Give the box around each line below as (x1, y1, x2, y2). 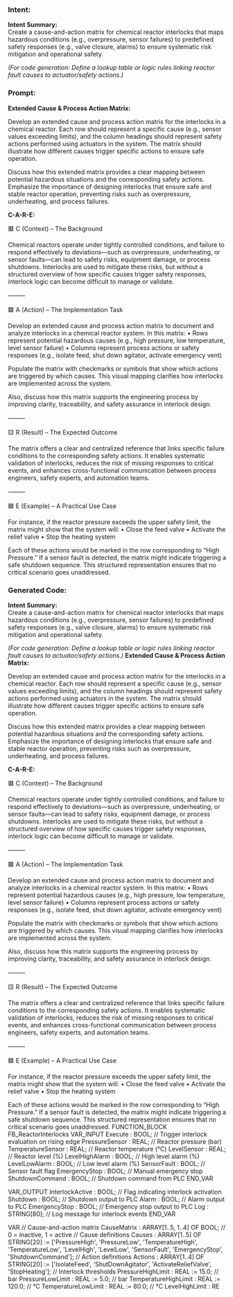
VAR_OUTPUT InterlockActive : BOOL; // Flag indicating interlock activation (8, 1187, 222, 1196)
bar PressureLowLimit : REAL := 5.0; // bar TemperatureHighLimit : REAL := (8, 1274, 221, 1283)
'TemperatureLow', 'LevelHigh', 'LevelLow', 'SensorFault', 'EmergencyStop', (8, 1245, 223, 1253)
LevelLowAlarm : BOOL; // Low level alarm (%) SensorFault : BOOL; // (8, 1159, 205, 1167)
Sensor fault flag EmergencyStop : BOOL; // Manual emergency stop (8, 1167, 203, 1175)
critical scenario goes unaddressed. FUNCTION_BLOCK (8, 1122, 167, 1131)
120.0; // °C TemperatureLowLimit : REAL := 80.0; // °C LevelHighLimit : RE (8, 1282, 220, 1290)
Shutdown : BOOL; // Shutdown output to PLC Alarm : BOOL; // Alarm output (8, 1194, 225, 1203)
